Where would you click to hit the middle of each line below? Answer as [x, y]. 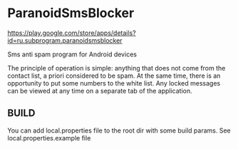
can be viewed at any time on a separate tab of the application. [100, 91]
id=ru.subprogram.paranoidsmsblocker [65, 40]
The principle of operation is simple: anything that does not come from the [117, 68]
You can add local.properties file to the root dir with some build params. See [119, 130]
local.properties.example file [49, 138]
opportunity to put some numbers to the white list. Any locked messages [114, 83]
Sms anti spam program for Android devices [72, 54]
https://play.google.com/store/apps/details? [72, 33]
